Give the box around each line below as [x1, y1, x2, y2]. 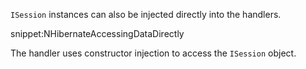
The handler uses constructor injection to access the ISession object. [10, 47, 297, 59]
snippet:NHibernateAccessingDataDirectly [10, 28, 185, 39]
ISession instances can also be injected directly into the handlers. [10, 9, 282, 20]
